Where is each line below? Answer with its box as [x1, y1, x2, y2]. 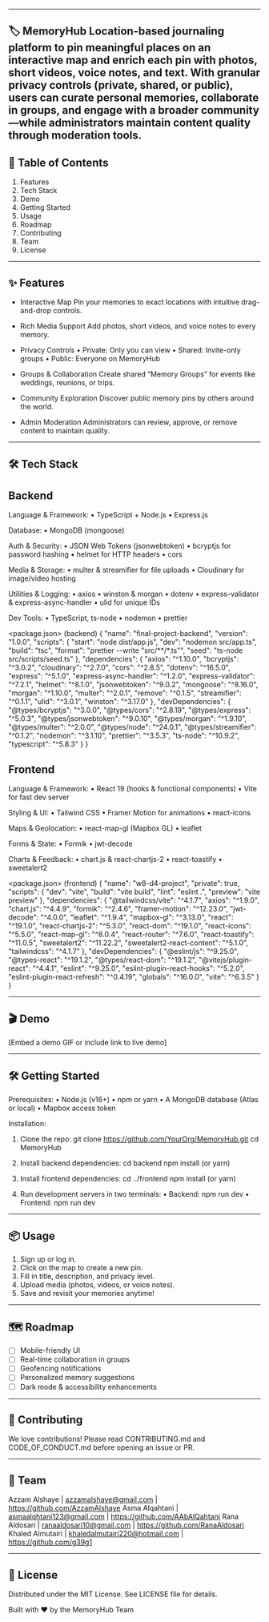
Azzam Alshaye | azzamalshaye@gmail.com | [8, 1495, 158, 1504]
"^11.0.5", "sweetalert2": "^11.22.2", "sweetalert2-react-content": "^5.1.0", [8, 938, 248, 948]
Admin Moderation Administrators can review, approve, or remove [19, 417, 238, 427]
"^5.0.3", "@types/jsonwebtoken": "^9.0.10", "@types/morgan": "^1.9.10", [8, 714, 247, 723]
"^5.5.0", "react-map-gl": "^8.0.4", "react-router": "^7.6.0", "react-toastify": [8, 930, 255, 940]
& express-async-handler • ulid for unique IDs [8, 598, 160, 607]
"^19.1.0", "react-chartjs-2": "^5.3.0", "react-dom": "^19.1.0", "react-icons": [8, 921, 252, 931]
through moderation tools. [8, 129, 143, 143]
